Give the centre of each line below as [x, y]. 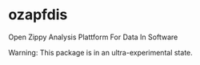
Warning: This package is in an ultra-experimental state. [101, 52]
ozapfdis [38, 15]
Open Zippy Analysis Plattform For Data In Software [93, 37]
